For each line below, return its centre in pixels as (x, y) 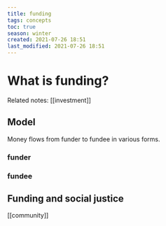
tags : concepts (29, 20)
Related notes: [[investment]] (49, 100)
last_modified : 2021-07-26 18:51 (56, 46)
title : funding (29, 14)
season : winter (29, 33)
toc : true (22, 27)
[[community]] (28, 216)
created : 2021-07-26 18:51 (47, 40)
